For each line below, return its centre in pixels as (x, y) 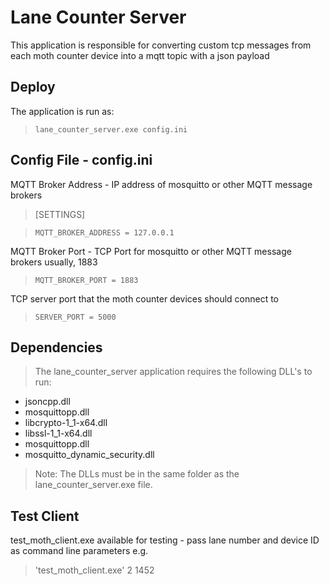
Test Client (45, 516)
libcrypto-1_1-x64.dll (66, 423)
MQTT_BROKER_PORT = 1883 (86, 280)
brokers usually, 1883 (54, 262)
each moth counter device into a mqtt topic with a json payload (140, 55)
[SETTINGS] (60, 214)
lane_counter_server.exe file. (93, 485)
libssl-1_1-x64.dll (58, 433)
